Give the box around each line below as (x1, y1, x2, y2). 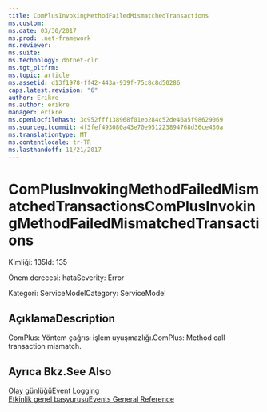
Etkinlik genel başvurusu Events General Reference (8, 394, 174, 404)
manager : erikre (8, 109, 62, 117)
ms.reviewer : (8, 42, 52, 50)
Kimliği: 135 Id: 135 (8, 258, 68, 267)
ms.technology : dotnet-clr (8, 57, 98, 65)
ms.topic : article (8, 71, 70, 79)
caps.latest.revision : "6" (8, 86, 98, 94)
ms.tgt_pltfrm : (8, 64, 59, 72)
